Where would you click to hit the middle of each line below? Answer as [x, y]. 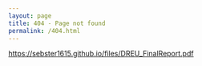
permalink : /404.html [44, 31]
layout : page [30, 16]
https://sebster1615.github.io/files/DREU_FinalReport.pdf [101, 54]
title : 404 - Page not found [57, 23]
